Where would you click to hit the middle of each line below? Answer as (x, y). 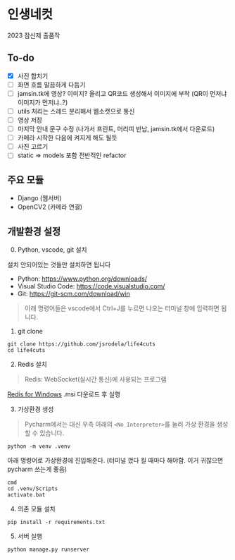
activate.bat (26, 494)
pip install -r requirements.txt (56, 522)
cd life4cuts (26, 350)
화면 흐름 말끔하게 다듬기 (51, 85)
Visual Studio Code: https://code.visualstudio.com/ (91, 286)
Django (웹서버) (39, 198)
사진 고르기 (33, 147)
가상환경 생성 (36, 409)
